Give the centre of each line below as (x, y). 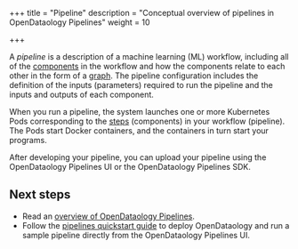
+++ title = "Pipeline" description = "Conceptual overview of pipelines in (141, 13)
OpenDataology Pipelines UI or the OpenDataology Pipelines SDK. (130, 167)
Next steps (40, 195)
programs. (28, 140)
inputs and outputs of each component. (81, 94)
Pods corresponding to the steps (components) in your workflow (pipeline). (147, 121)
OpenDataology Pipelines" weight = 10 (80, 22)
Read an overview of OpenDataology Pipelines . (109, 216)
